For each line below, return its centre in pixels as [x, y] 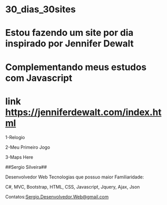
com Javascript [39, 78]
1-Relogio [15, 137]
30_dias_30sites [40, 9]
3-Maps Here [19, 157]
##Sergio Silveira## [26, 167]
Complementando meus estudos [76, 67]
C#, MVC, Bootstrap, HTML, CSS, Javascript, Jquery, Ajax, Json [73, 187]
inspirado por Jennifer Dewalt [69, 44]
